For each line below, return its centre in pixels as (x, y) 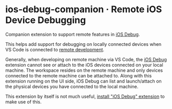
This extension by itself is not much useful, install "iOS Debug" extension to (85, 96)
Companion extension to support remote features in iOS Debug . (73, 34)
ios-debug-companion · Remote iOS (84, 9)
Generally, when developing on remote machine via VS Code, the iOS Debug (86, 59)
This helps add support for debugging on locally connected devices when (83, 44)
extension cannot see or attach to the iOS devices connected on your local (84, 65)
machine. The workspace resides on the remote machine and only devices (84, 70)
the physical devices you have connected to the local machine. (72, 86)
